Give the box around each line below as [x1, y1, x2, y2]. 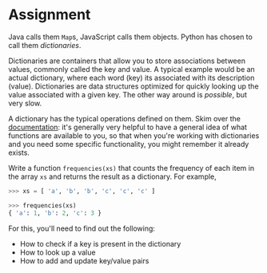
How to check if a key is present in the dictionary [19, 239, 181, 248]
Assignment [8, 6, 91, 24]
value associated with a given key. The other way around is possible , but [8, 89, 248, 99]
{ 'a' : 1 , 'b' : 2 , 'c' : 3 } [8, 209, 102, 217]
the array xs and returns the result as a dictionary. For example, [8, 172, 217, 181]
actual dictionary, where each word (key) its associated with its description [8, 73, 255, 82]
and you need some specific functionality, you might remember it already [8, 139, 249, 148]
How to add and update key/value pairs [19, 255, 149, 265]
